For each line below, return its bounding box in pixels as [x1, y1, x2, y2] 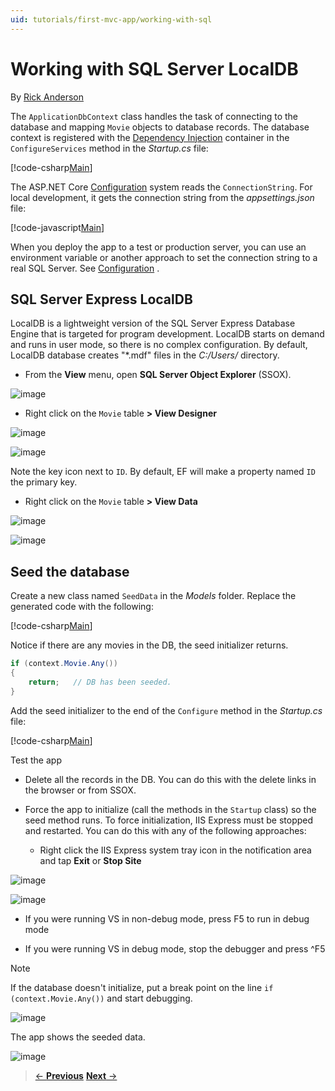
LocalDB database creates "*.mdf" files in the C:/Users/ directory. [10, 349, 280, 361]
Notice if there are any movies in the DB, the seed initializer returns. [10, 639, 289, 651]
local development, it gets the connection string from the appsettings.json [10, 191, 315, 203]
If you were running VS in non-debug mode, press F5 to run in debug [24, 912, 310, 925]
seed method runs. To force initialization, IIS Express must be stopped [24, 814, 314, 826]
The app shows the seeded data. [10, 1031, 146, 1043]
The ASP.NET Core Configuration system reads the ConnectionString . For [10, 181, 313, 193]
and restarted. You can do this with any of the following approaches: [24, 824, 307, 836]
